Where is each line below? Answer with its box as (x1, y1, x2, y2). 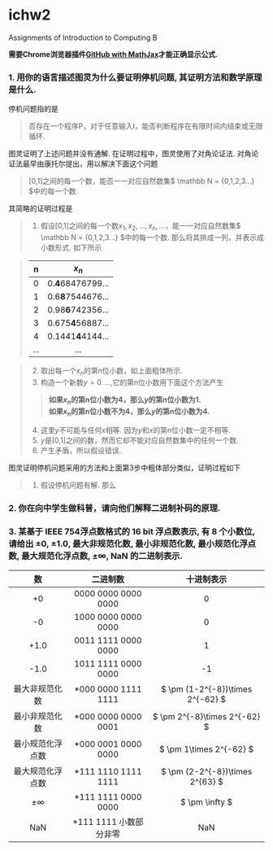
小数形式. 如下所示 (40, 242, 102, 253)
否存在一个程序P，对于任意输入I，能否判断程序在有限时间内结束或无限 (28, 121, 263, 131)
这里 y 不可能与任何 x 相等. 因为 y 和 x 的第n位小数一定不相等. (40, 425, 231, 434)
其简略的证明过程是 (8, 203, 73, 213)
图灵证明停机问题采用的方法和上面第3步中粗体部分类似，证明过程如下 (8, 462, 241, 473)
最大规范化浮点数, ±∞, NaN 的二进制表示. (21, 551, 183, 562)
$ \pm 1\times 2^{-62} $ (158, 743, 254, 754)
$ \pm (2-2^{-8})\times (161, 766, 253, 777)
